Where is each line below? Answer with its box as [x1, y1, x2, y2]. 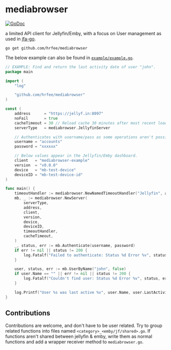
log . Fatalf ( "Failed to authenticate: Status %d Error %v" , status [23, 253, 167, 258]
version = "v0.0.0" [14, 162, 58, 168]
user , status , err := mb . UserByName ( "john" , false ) [14, 266, 126, 271]
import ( [5, 78, 24, 84]
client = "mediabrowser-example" [14, 158, 90, 163]
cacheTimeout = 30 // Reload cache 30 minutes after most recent [14, 120, 156, 126]
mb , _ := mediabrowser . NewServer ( [14, 195, 88, 201]
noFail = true [14, 116, 58, 121]
